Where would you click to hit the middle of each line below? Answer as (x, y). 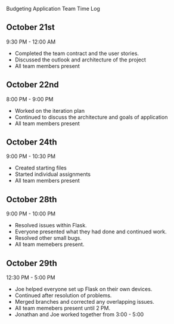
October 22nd (32, 85)
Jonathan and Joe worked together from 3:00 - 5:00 (79, 314)
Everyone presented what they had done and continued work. (91, 232)
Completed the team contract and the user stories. (77, 53)
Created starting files (41, 168)
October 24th (32, 142)
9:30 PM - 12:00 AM (31, 42)
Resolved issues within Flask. (51, 226)
